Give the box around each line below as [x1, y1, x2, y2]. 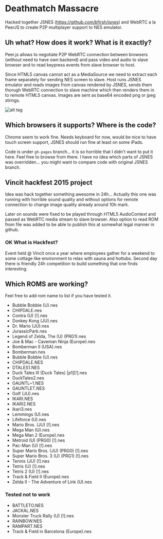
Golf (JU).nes [12, 391, 39, 397]
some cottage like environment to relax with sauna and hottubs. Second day [5, 255, 158, 261]
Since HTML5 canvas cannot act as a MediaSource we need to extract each [5, 71, 157, 77]
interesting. [5, 266, 28, 271]
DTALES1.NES [12, 365, 40, 371]
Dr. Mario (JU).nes [12, 323, 50, 329]
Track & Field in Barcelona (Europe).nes [12, 528, 92, 534]
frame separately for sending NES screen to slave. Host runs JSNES [5, 76, 142, 82]
